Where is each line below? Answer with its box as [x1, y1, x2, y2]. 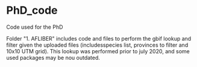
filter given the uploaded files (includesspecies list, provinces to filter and [6, 41, 189, 48]
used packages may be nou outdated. [6, 54, 101, 61]
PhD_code [6, 4, 58, 17]
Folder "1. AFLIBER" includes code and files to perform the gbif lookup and [6, 35, 192, 42]
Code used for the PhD [6, 23, 63, 31]
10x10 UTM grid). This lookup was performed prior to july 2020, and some [6, 47, 190, 54]
